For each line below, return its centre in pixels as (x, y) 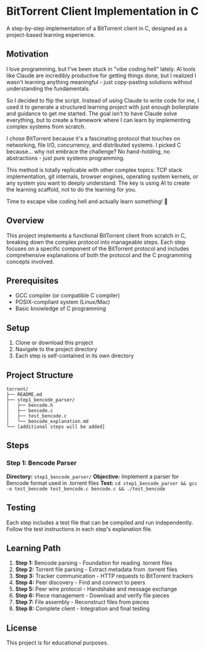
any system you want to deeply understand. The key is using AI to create (98, 183)
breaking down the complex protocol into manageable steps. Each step (96, 242)
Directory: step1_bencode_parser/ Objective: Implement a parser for (93, 476)
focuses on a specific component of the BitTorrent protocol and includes (98, 248)
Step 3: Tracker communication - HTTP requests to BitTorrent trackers (104, 576)
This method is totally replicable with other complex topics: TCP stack (94, 169)
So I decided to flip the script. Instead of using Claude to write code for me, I (103, 100)
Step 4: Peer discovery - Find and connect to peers (80, 583)
